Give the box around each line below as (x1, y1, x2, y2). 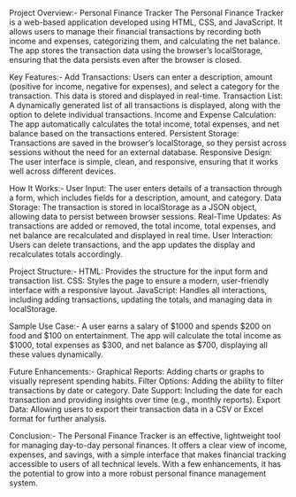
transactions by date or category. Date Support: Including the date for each (9, 385, 283, 395)
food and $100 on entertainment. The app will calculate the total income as (9, 330, 282, 340)
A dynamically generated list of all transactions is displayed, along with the (9, 100, 281, 110)
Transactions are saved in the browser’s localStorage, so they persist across (9, 137, 287, 148)
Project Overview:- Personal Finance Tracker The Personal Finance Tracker (9, 8, 285, 18)
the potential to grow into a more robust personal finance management (9, 469, 267, 478)
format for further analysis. (9, 414, 108, 423)
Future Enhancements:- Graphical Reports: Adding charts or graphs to (9, 367, 265, 377)
